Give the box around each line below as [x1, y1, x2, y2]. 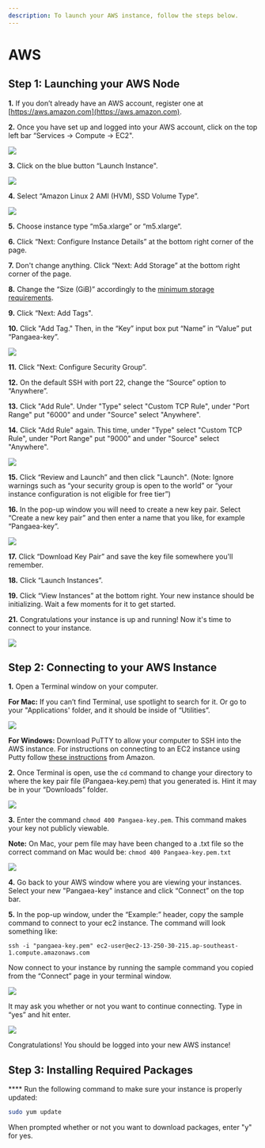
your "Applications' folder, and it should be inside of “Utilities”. [8, 705, 211, 715]
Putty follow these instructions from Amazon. [8, 753, 156, 762]
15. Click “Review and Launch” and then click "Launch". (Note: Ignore [8, 472, 234, 482]
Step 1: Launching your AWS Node [8, 77, 180, 91]
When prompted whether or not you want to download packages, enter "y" [8, 1123, 252, 1132]
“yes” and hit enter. [8, 1010, 71, 1019]
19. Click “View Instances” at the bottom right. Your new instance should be [8, 590, 255, 600]
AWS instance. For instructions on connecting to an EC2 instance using [8, 744, 240, 754]
